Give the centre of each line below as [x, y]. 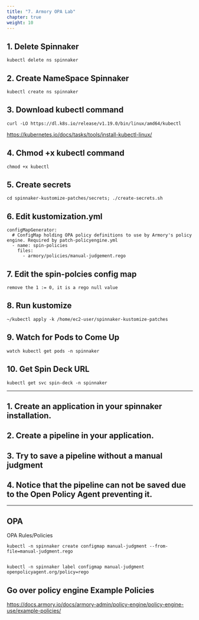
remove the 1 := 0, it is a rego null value [62, 288]
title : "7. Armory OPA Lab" [41, 12]
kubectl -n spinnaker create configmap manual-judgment [77, 546]
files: [25, 251]
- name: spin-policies [40, 246]
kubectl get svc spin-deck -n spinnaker [57, 383]
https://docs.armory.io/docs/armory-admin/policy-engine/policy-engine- [95, 605]
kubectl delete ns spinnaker [43, 60]
